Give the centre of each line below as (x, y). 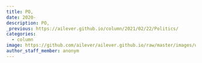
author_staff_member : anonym (43, 51)
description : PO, (28, 23)
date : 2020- (21, 17)
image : (14, 46)
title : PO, (20, 12)
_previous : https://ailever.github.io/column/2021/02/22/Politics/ (93, 28)
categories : (21, 34)
